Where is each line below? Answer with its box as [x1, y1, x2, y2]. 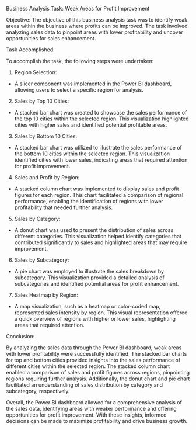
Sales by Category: [14, 216, 61, 222]
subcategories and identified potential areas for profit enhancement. [14, 280, 179, 287]
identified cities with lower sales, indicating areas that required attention [14, 157, 188, 163]
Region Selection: [14, 69, 57, 75]
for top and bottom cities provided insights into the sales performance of [6, 356, 181, 363]
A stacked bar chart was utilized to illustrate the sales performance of [14, 144, 183, 151]
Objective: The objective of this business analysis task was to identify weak [6, 16, 188, 23]
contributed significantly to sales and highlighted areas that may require [14, 239, 188, 246]
